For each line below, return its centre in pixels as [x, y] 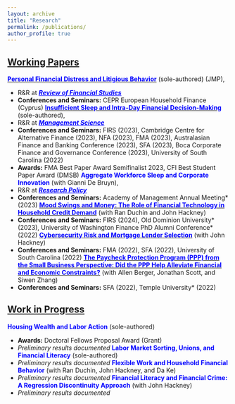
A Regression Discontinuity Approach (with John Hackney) [105, 385]
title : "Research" [34, 20]
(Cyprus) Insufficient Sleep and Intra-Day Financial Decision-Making [119, 108]
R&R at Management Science [61, 123]
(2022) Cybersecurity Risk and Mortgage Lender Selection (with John [121, 235]
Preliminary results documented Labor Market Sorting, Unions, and [116, 348]
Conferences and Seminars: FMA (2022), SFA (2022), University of [116, 250]
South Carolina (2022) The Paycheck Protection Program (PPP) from [118, 257]
